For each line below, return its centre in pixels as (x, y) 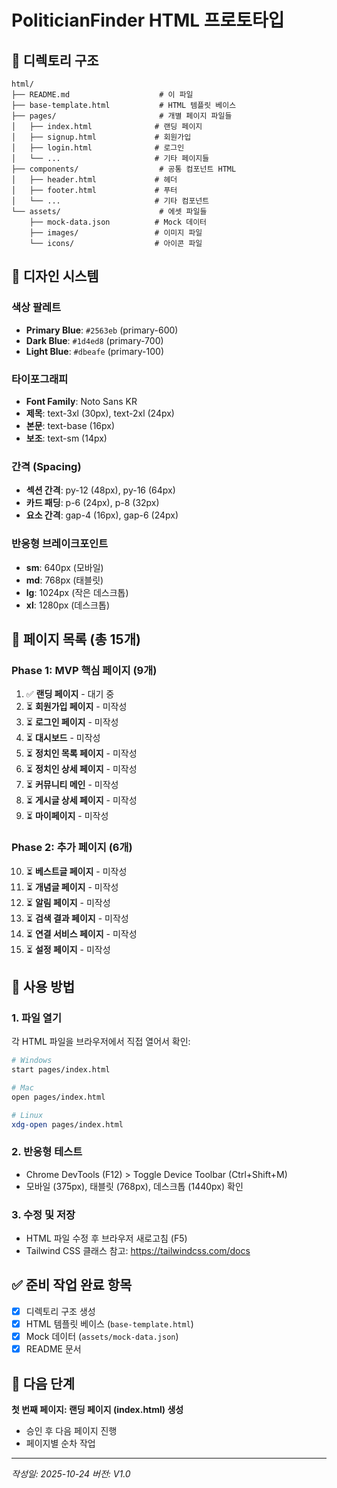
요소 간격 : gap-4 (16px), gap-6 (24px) (102, 515)
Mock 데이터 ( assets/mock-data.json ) (102, 1337)
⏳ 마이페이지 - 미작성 (67, 816)
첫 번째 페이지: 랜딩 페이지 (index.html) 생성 (97, 1409)
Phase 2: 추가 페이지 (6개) (72, 848)
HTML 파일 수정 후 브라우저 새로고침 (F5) (106, 1238)
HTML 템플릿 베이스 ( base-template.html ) (109, 1323)
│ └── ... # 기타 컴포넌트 (110, 201)
